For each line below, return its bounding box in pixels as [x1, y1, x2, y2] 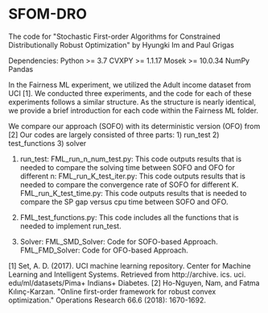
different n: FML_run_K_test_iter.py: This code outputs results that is [19, 171, 245, 181]
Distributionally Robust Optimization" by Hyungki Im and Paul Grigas [8, 40, 235, 49]
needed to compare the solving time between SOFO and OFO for [19, 162, 235, 172]
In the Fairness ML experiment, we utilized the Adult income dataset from [8, 80, 251, 90]
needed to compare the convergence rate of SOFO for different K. [19, 179, 239, 190]
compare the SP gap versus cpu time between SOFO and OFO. [19, 197, 229, 207]
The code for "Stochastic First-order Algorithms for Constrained [8, 31, 221, 41]
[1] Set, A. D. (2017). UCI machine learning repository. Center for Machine [8, 261, 251, 270]
